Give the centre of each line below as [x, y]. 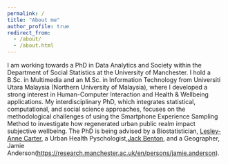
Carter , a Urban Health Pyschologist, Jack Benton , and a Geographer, [122, 138]
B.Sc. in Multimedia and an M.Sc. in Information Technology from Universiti [114, 80]
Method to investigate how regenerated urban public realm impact [101, 124]
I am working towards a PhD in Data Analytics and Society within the [104, 65]
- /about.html [34, 45]
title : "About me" [34, 20]
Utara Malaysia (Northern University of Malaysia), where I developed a [107, 87]
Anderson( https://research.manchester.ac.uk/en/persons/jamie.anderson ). [113, 153]
